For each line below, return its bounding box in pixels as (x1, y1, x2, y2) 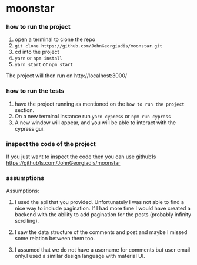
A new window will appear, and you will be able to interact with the (14, 119, 176, 126)
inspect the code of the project (6, 140, 96, 148)
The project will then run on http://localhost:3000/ (6, 72, 128, 79)
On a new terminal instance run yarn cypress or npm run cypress (14, 113, 171, 120)
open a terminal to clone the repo (14, 36, 96, 43)
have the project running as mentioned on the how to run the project (14, 100, 185, 107)
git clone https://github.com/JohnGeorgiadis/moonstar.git (14, 43, 163, 49)
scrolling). (14, 218, 39, 225)
